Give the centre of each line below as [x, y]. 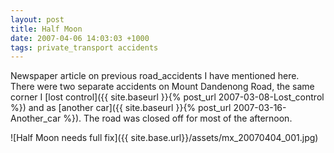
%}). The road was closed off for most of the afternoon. [178, 118]
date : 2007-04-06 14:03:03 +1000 [80, 38]
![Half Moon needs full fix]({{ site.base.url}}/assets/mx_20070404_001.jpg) [164, 138]
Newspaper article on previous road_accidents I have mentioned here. [155, 76]
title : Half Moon [46, 29]
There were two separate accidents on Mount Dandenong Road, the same [162, 87]
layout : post [37, 19]
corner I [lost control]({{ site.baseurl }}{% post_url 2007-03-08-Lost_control [167, 97]
